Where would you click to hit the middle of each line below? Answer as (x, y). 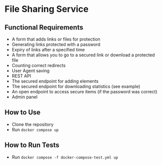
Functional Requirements (44, 27)
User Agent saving (31, 71)
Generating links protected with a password (56, 44)
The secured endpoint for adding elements (55, 81)
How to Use (23, 112)
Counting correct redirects (39, 65)
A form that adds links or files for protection (56, 39)
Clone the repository (32, 124)
